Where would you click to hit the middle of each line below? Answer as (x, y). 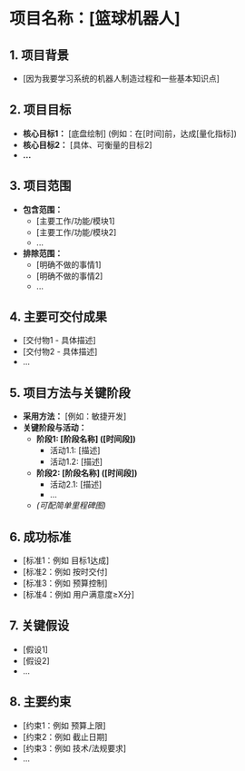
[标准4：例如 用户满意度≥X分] (78, 595)
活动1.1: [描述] (75, 450)
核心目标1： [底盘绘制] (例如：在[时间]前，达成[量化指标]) (130, 133)
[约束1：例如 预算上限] (64, 725)
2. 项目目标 (40, 110)
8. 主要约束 (40, 702)
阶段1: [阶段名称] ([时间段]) (86, 439)
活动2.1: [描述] (76, 484)
